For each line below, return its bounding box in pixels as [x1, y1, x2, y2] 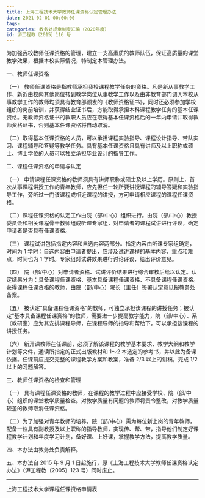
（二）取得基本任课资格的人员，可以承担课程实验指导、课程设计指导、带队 [6, 134, 193, 141]
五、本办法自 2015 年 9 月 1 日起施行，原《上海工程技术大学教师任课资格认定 [6, 459, 199, 466]
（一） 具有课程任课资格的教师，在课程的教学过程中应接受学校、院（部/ [6, 390, 186, 397]
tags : [6, 20, 20, 26]
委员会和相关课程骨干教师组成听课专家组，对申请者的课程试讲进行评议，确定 [6, 219, 199, 227]
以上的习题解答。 [6, 363, 49, 371]
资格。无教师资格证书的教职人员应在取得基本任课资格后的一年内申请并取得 [6, 114, 193, 121]
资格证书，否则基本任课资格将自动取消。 [11, 121, 113, 129]
